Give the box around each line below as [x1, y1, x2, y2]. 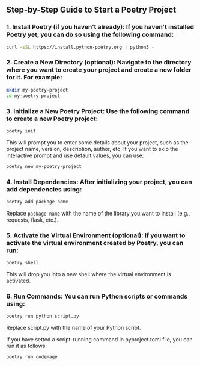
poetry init [6, 128, 36, 134]
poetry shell [6, 260, 39, 266]
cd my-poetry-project [6, 93, 61, 99]
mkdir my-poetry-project [6, 87, 68, 93]
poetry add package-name [6, 199, 68, 205]
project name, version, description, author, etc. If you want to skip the [6, 145, 178, 152]
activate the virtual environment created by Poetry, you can [6, 238, 184, 247]
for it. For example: [6, 73, 62, 82]
